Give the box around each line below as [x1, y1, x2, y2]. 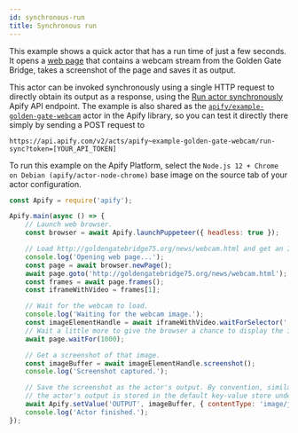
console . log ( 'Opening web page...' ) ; [25, 252, 165, 262]
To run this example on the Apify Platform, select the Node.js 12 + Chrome [9, 160, 279, 170]
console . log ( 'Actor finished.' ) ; [25, 407, 149, 417]
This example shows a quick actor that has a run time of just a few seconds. [9, 45, 286, 56]
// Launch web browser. [25, 220, 114, 229]
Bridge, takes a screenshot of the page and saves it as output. [9, 64, 237, 75]
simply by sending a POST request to [9, 119, 145, 130]
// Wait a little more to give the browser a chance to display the [25, 326, 284, 335]
